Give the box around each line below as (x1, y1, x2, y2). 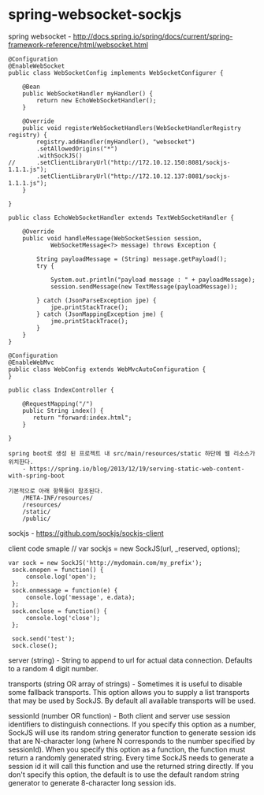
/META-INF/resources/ (22, 494, 93, 502)
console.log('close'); (25, 614, 101, 622)
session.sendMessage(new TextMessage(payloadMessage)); (50, 282, 238, 291)
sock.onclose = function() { (11, 607, 108, 615)
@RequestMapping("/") (22, 399, 93, 407)
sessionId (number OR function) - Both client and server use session (8, 711, 231, 720)
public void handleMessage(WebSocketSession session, (22, 234, 203, 242)
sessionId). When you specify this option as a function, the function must (8, 745, 246, 754)
